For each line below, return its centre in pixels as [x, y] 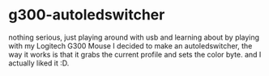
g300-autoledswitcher [87, 15]
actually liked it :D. [39, 63]
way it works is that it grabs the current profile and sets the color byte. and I [135, 54]
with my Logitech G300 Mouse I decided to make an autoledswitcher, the [130, 45]
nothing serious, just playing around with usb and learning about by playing [134, 37]
